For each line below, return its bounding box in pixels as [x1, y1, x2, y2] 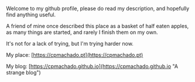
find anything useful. [6, 11, 56, 18]
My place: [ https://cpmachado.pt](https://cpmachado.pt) [6, 52, 143, 58]
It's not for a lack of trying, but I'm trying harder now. [6, 40, 134, 47]
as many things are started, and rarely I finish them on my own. [6, 29, 158, 36]
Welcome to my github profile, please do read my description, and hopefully [6, 5, 190, 12]
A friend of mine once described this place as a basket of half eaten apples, [6, 23, 189, 29]
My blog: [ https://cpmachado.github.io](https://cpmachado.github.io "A [6, 63, 179, 70]
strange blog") [6, 69, 41, 76]
